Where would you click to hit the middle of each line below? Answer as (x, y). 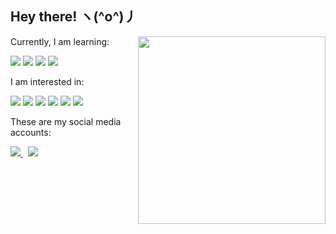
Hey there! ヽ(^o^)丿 (74, 17)
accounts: (31, 132)
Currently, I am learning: (60, 41)
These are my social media (66, 121)
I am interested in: (47, 81)
